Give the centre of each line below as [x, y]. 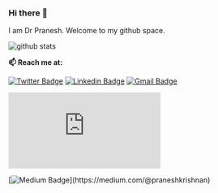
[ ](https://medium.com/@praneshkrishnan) [109, 180]
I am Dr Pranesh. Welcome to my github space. [87, 31]
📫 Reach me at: [36, 62]
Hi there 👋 [28, 13]
